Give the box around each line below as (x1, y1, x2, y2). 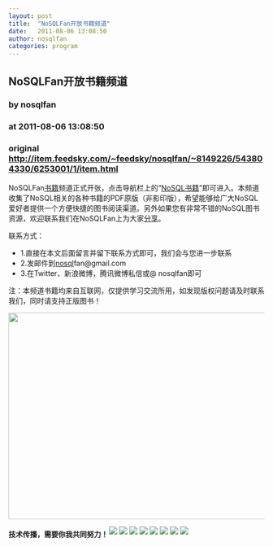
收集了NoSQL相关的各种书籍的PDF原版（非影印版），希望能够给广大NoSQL (8, 193, 258, 203)
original (8, 143, 40, 155)
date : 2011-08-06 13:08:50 (8, 27, 107, 35)
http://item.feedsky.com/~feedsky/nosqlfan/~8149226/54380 (8, 153, 263, 164)
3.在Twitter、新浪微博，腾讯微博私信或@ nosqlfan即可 (19, 268, 202, 278)
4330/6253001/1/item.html (8, 164, 119, 175)
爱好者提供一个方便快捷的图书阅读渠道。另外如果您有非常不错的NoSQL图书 (8, 203, 260, 212)
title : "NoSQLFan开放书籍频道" (8, 20, 111, 28)
